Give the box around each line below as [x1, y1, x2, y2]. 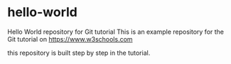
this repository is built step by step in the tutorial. [7, 49, 151, 57]
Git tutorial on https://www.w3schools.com [7, 34, 133, 43]
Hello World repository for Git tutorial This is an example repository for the [7, 27, 225, 36]
